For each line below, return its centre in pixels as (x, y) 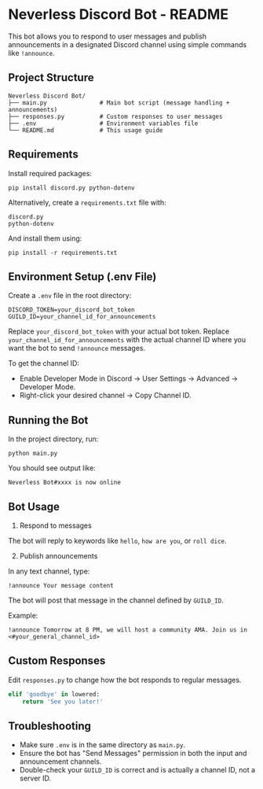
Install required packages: (50, 173)
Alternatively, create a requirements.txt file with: (87, 202)
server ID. (35, 778)
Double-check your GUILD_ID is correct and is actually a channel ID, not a (137, 770)
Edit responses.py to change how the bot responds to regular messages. (125, 680)
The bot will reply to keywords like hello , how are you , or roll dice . (117, 541)
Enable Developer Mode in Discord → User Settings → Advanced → (128, 378)
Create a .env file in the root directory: (70, 296)
